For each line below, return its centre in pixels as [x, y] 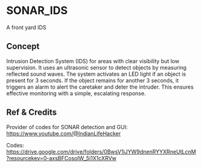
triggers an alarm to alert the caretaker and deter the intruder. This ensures [100, 87]
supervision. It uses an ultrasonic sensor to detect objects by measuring [96, 67]
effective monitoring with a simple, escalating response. [76, 93]
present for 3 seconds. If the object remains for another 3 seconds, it [93, 80]
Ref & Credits [32, 113]
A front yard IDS [26, 27]
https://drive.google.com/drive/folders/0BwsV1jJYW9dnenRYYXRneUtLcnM [101, 152]
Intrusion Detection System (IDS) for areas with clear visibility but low [93, 61]
